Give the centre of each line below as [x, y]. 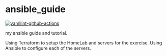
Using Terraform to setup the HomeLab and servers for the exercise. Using [84, 43]
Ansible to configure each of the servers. [48, 48]
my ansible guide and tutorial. [36, 33]
